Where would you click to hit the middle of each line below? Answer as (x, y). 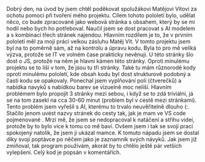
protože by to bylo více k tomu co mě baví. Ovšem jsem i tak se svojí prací (100, 126)
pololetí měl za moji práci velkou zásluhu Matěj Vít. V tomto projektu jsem (99, 41)
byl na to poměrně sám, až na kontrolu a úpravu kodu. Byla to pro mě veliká (102, 48)
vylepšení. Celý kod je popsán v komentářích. (64, 152)
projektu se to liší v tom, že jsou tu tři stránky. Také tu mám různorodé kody (101, 67)
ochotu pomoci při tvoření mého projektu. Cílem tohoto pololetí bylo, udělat (101, 15)
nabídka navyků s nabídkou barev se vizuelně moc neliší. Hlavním (89, 87)
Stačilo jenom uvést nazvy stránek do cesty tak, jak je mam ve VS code (96, 113)
